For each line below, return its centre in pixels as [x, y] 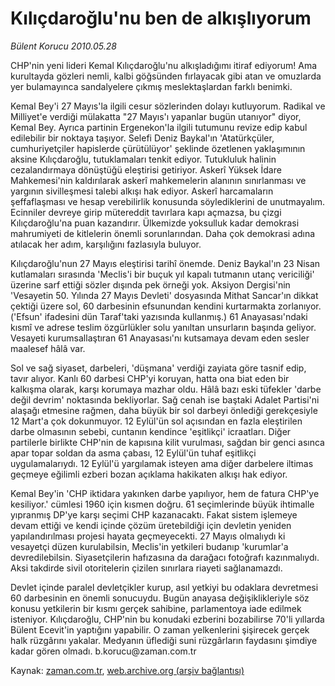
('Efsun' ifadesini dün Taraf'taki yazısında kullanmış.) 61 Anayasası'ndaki [159, 316]
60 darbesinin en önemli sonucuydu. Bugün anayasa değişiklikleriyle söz [160, 598]
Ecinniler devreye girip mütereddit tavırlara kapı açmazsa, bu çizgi [146, 212]
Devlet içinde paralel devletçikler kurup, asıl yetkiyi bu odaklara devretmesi [164, 587]
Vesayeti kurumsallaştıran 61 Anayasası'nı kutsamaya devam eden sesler [160, 338]
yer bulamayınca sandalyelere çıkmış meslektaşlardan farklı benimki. [151, 86]
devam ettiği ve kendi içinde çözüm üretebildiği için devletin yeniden [151, 525]
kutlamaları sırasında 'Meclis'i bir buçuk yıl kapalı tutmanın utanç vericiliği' [162, 274]
